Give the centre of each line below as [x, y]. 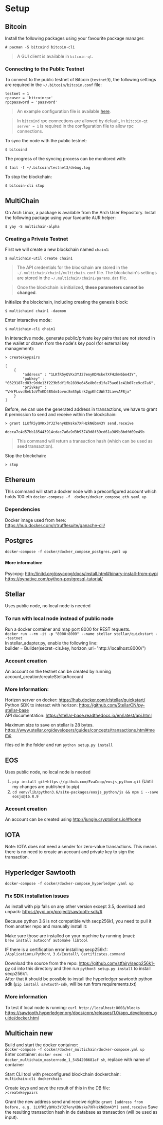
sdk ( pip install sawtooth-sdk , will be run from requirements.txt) [71, 984]
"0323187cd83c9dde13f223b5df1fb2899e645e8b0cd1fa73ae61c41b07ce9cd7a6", [80, 383]
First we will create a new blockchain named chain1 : [57, 249]
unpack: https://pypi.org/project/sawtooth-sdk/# [54, 912]
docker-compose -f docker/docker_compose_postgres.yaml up [66, 552]
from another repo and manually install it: [46, 926]
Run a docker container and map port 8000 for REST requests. [68, 629]
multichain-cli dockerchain [34, 1079]
